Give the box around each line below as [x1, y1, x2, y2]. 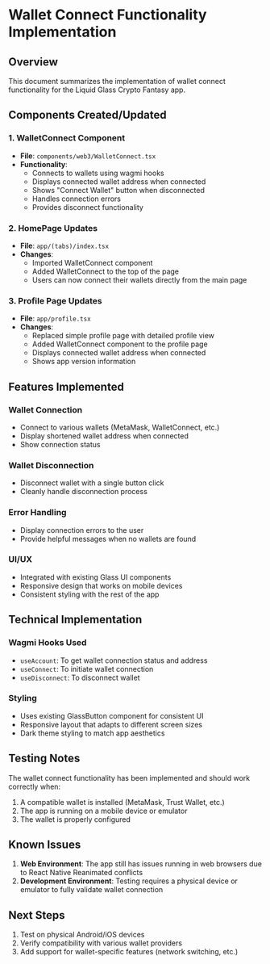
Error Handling [8, 507, 67, 518]
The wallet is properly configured [19, 814, 131, 824]
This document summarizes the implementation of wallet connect [8, 77, 226, 86]
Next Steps [8, 908, 65, 922]
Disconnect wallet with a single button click [19, 478, 164, 488]
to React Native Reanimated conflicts [19, 868, 143, 878]
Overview [8, 55, 59, 69]
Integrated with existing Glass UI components [19, 572, 172, 582]
